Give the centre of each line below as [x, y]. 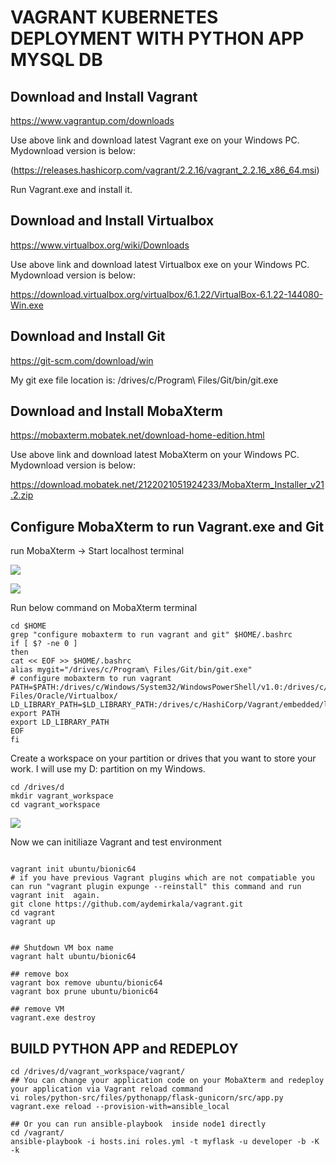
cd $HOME [28, 626]
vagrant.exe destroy [53, 1018]
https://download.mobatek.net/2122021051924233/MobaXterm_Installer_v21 [167, 485]
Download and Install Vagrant [104, 96]
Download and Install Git [88, 336]
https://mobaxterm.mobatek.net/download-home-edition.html [137, 435]
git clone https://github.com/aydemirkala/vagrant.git [127, 904]
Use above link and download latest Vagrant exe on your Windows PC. [155, 140]
